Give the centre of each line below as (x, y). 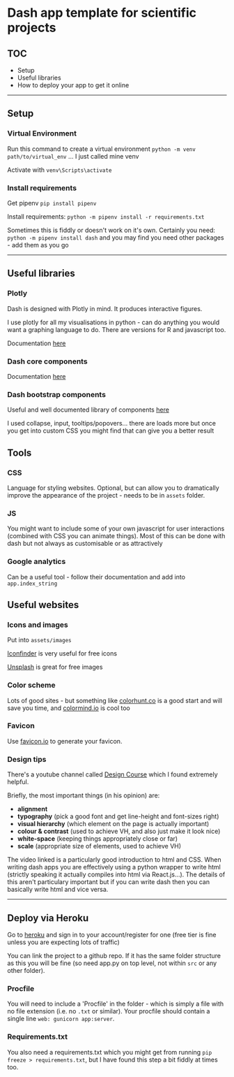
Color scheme (31, 685)
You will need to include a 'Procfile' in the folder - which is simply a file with (116, 1004)
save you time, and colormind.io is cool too (69, 708)
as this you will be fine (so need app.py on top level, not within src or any (112, 963)
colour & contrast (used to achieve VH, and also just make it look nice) (119, 831)
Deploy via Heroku (48, 918)
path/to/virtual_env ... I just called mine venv (73, 156)
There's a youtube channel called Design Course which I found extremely (112, 774)
